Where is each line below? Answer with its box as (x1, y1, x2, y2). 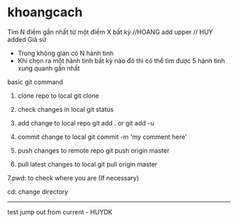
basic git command (7, 77, 64, 86)
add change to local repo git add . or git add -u (17, 118, 154, 127)
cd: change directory (7, 187, 69, 195)
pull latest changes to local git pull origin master (17, 160, 158, 168)
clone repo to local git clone (17, 91, 99, 100)
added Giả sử (7, 35, 47, 43)
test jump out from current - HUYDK (7, 207, 113, 216)
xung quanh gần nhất (17, 64, 80, 72)
